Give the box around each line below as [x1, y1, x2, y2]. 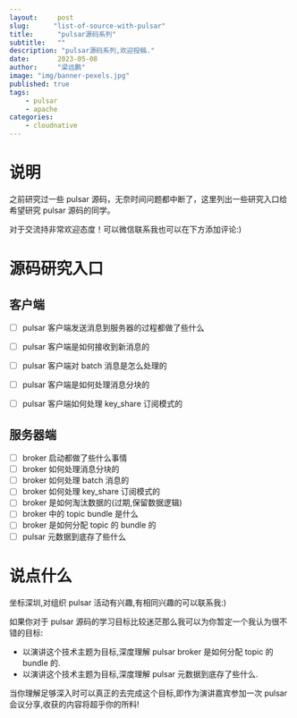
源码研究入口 [9, 258, 105, 279]
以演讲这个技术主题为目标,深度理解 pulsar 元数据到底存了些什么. [21, 668, 259, 680]
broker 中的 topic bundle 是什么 [21, 509, 139, 519]
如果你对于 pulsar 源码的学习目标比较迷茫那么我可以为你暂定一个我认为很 [9, 616, 280, 627]
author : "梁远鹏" [9, 63, 86, 72]
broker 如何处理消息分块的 [21, 464, 120, 475]
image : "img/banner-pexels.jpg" [9, 72, 130, 80]
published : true [9, 80, 70, 89]
